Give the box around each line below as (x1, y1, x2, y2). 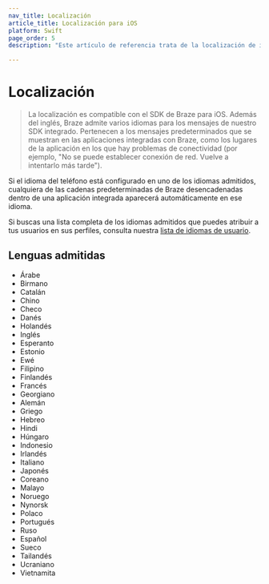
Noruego (19, 491, 50, 501)
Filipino (19, 364, 44, 373)
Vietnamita (19, 568, 56, 578)
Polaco (19, 508, 43, 518)
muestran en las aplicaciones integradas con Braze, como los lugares (27, 135, 258, 145)
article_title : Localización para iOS (8, 19, 138, 27)
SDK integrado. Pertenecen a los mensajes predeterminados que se (27, 127, 252, 136)
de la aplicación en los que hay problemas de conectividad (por (27, 143, 238, 153)
